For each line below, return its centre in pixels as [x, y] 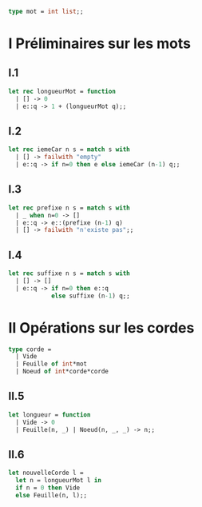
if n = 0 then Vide [48, 488]
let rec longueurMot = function [62, 91]
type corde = [30, 349]
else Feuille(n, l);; [51, 495]
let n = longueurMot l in [59, 481]
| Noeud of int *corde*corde [62, 372]
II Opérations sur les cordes [101, 327]
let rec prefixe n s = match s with [69, 208]
